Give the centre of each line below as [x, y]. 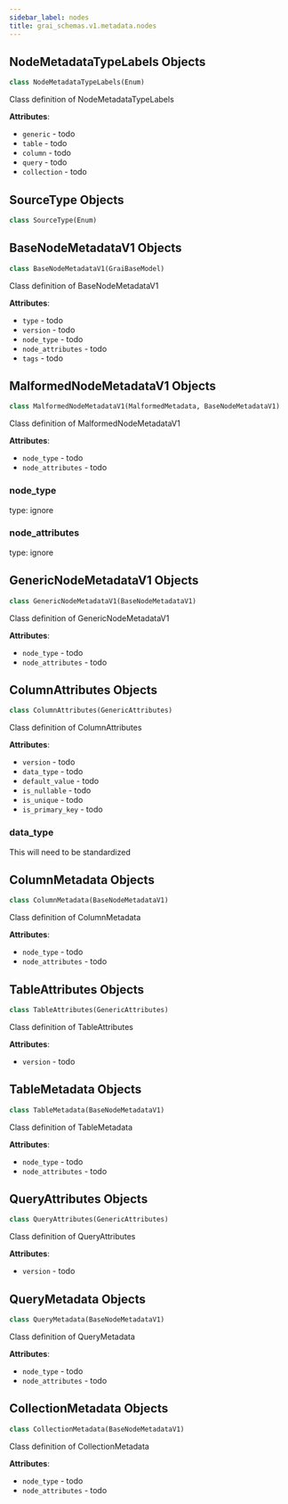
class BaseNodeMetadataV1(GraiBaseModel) [87, 268]
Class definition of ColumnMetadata [75, 918]
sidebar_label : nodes [49, 17]
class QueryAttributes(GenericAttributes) [89, 1220]
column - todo [46, 153]
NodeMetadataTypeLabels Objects [108, 62]
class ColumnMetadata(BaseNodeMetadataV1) [89, 901]
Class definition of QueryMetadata [72, 1336]
